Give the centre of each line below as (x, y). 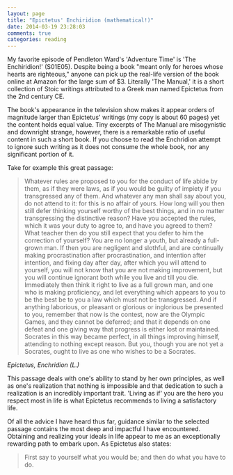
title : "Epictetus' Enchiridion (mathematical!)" (81, 20)
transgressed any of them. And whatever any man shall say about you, (125, 196)
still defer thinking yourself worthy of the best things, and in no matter (124, 211)
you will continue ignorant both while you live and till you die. (112, 278)
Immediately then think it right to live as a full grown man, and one (119, 285)
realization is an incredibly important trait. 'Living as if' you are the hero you (115, 394)
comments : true (29, 33)
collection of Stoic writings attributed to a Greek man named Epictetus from (115, 89)
